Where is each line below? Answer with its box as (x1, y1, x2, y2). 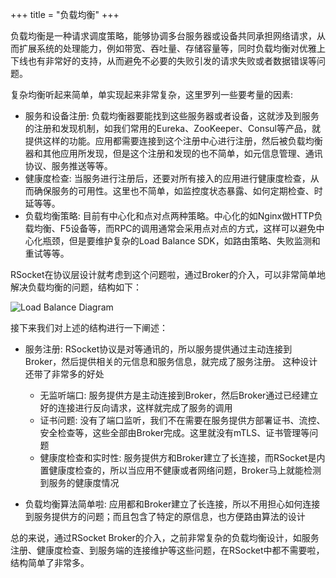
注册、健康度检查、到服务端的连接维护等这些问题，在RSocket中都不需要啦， (10, 544, 325, 556)
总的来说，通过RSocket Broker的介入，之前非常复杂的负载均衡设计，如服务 (10, 532, 320, 543)
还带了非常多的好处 (24, 368, 105, 380)
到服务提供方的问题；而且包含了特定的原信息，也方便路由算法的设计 (24, 511, 306, 522)
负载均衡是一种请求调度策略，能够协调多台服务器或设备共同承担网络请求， (10, 30, 317, 42)
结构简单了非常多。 (10, 557, 90, 568)
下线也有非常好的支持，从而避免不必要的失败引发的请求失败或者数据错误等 (10, 55, 317, 67)
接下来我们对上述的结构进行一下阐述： (10, 322, 168, 333)
